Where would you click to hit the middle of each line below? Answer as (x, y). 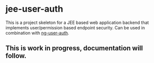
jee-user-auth (34, 9)
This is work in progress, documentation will (74, 48)
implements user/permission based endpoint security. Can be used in (75, 27)
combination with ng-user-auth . (38, 33)
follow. (16, 56)
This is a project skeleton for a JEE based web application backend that (77, 22)
